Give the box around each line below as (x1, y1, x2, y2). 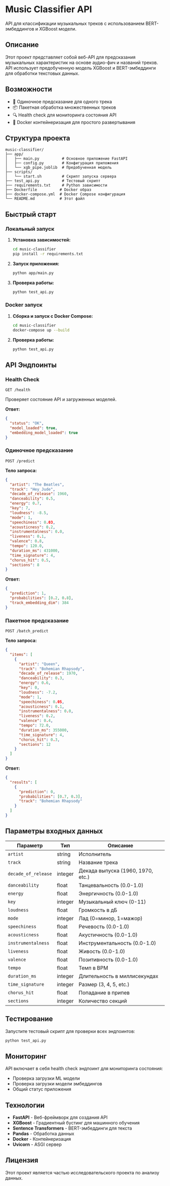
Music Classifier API (5, 4, 92, 15)
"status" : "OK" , (10, 421, 44, 426)
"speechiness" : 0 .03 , (10, 520, 56, 525)
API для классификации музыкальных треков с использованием (5, 20, 145, 26)
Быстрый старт (5, 210, 57, 219)
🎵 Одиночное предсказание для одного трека (12, 98, 112, 105)
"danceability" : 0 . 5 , (10, 496, 56, 501)
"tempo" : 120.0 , (10, 543, 44, 549)
